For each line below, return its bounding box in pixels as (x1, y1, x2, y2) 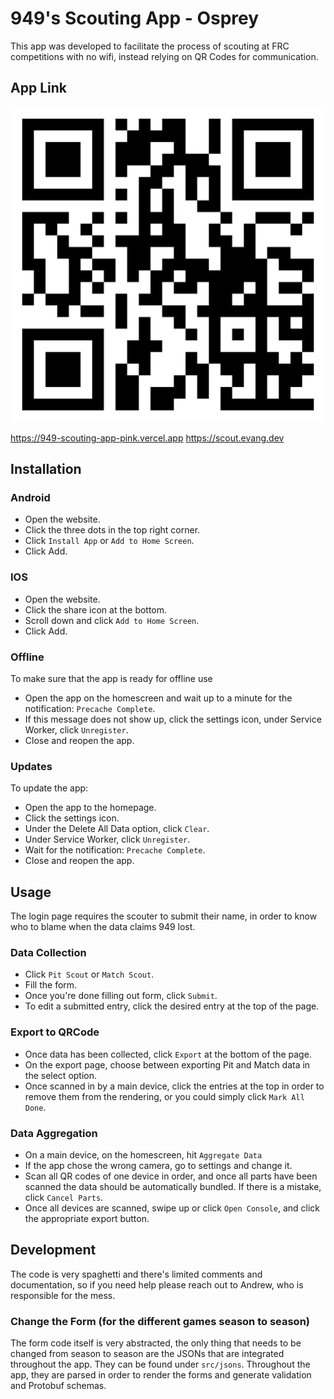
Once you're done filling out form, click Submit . (24, 990, 218, 1002)
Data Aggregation (10, 1126, 98, 1140)
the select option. (24, 1069, 98, 1081)
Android (10, 491, 51, 505)
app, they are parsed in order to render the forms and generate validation (10, 1369, 312, 1381)
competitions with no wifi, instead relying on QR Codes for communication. (10, 50, 319, 62)
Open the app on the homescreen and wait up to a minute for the (24, 692, 293, 704)
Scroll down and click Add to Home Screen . (24, 614, 200, 626)
